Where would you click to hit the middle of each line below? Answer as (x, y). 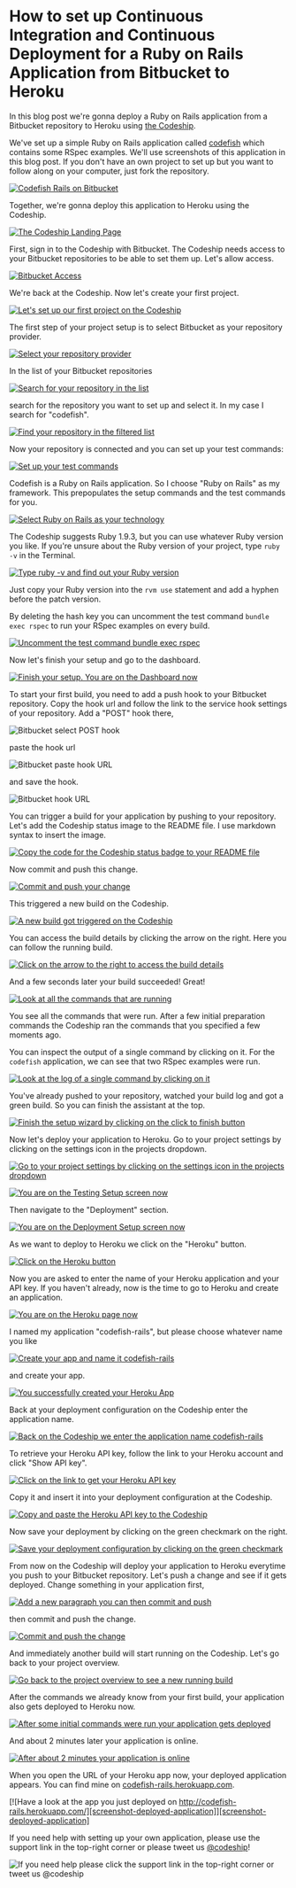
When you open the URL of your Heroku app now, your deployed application (148, 1775)
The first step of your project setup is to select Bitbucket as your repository (146, 327)
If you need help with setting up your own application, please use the (135, 1837)
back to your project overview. (65, 1662)
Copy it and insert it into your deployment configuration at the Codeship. (141, 1497)
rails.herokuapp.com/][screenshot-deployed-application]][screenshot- (138, 1811)
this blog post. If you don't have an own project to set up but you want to (141, 161)
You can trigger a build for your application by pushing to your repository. (143, 816)
